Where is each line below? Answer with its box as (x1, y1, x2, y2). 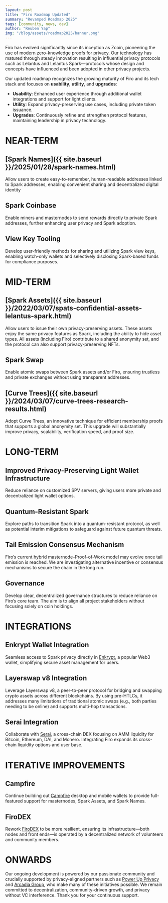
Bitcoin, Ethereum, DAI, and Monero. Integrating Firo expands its (5, 737, 138, 743)
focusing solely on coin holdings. (5, 603, 74, 609)
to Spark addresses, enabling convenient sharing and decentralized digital (5, 181, 159, 187)
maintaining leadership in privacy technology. (12, 118, 107, 123)
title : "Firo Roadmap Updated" (5, 12, 71, 17)
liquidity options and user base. (17, 742, 83, 748)
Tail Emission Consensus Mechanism (5, 541, 124, 549)
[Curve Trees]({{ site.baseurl (5, 389, 98, 397)
